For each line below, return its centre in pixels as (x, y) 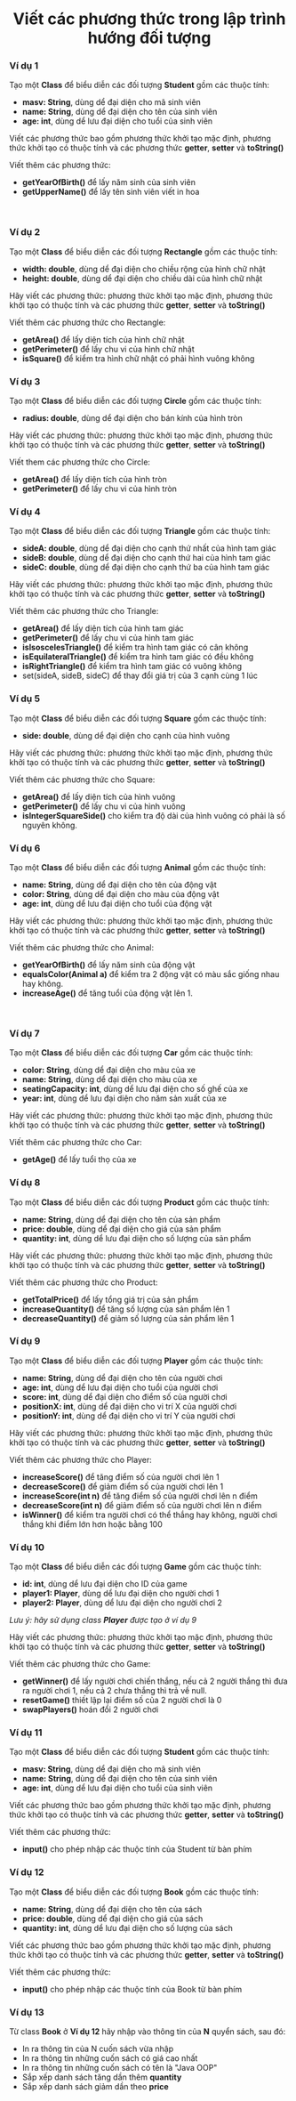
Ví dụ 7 (24, 1033)
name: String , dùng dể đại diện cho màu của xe (110, 1079)
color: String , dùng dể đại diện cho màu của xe (109, 1070)
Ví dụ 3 (25, 381)
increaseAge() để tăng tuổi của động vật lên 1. (108, 993)
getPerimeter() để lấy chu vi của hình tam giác (108, 638)
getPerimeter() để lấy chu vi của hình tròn (100, 489)
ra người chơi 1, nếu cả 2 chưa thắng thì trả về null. (114, 1691)
